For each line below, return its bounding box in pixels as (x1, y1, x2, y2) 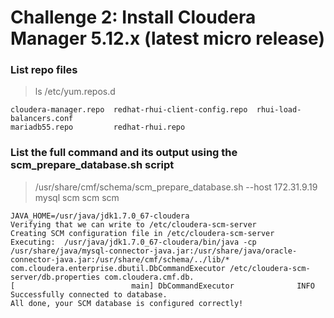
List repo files (10, 63, 78, 77)
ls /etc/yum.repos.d (34, 86, 116, 98)
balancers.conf (10, 114, 74, 124)
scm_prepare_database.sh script (10, 158, 175, 172)
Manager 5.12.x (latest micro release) (10, 27, 325, 50)
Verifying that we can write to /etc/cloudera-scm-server (10, 219, 257, 230)
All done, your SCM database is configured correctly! (10, 298, 244, 308)
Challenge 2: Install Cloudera (10, 6, 257, 29)
